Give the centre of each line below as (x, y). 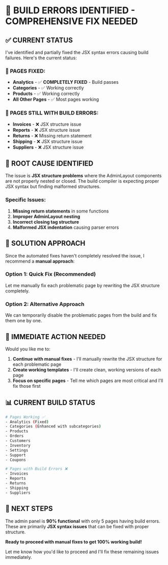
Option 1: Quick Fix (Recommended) (51, 274)
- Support (16, 455)
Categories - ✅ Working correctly (48, 88)
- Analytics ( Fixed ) (27, 422)
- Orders (15, 436)
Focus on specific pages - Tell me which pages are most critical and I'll (88, 381)
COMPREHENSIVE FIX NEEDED (72, 21)
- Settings (17, 450)
